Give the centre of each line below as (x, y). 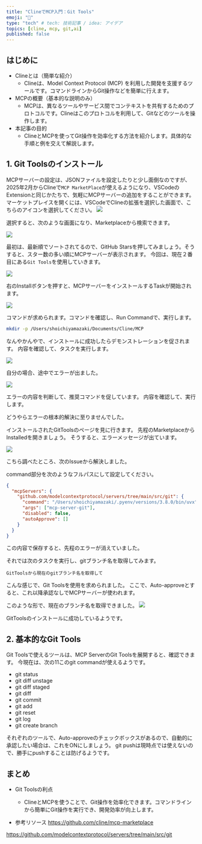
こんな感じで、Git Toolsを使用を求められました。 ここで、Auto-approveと (98, 585)
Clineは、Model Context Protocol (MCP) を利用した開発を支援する (106, 83)
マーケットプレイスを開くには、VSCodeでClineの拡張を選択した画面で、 (96, 202)
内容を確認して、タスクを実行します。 (65, 348)
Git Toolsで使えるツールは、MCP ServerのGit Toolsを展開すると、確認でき (98, 655)
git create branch (36, 725)
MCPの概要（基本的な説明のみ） (55, 98)
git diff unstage (34, 681)
